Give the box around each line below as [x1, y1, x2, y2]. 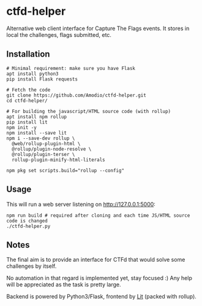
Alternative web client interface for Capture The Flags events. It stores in [6, 25, 190, 32]
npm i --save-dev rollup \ [6, 135, 75, 141]
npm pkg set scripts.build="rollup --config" [6, 167, 124, 173]
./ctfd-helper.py [6, 223, 51, 229]
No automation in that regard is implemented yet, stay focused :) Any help [6, 275, 193, 282]
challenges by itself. [6, 262, 57, 270]
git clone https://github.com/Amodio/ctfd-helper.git [6, 92, 147, 98]
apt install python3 [6, 71, 59, 77]
